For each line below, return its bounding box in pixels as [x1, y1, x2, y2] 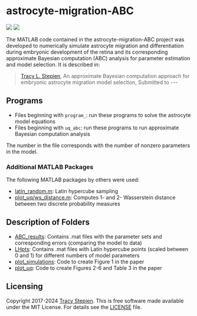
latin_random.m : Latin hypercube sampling [14, 188, 119, 195]
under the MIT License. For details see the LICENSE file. [6, 303, 142, 311]
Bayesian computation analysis [14, 130, 90, 137]
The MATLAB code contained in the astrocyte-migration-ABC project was [6, 35, 185, 43]
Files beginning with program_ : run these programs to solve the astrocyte [14, 111, 191, 119]
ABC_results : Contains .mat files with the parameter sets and [14, 233, 162, 240]
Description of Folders [6, 217, 90, 227]
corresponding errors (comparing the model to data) [14, 239, 143, 246]
